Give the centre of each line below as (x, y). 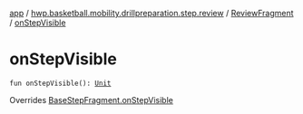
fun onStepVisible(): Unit (60, 83)
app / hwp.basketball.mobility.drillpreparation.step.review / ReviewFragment (151, 13)
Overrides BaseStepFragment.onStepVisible (92, 100)
